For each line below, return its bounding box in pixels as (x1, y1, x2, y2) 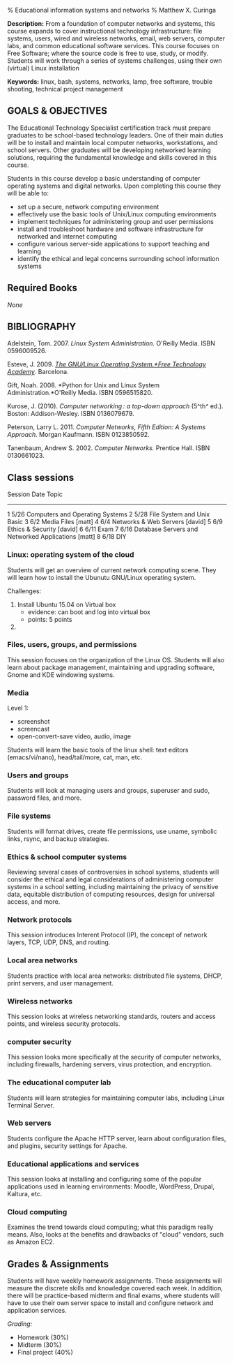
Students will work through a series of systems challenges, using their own (7, 57, 223, 65)
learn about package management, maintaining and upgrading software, (7, 663, 214, 671)
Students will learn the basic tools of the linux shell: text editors (7, 746, 189, 754)
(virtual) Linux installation (7, 64, 80, 72)
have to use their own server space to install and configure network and (7, 1299, 214, 1307)
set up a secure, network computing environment (17, 202, 159, 211)
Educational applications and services (7, 1159, 139, 1168)
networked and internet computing (17, 232, 117, 240)
